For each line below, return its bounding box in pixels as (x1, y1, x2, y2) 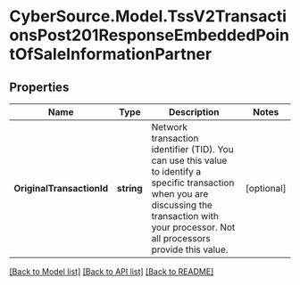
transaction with (151, 210, 220, 222)
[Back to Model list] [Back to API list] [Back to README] (9, 266, 214, 277)
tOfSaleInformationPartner (9, 45, 212, 64)
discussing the (151, 199, 212, 211)
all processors (151, 232, 212, 244)
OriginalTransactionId (13, 183, 109, 194)
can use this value (151, 154, 228, 167)
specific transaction (151, 176, 235, 189)
